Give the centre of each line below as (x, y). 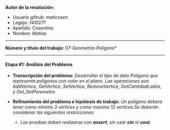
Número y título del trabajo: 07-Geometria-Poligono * (61, 48)
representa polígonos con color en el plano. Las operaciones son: (81, 81)
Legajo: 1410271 (29, 23)
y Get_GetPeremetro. (34, 92)
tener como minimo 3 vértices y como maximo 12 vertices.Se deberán (86, 107)
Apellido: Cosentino (33, 28)
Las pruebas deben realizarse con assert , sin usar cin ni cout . (86, 122)
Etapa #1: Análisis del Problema (39, 64)
